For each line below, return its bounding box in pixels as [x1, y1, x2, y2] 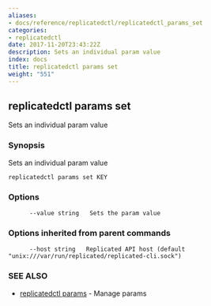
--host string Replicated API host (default [28, 245, 186, 253]
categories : [8, 26, 47, 34]
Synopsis [8, 140, 45, 151]
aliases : [8, 11, 37, 20]
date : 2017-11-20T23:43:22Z [8, 41, 101, 49]
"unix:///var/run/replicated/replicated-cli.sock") [8, 252, 182, 260]
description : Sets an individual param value [8, 48, 160, 56]
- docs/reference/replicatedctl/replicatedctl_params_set [8, 19, 203, 27]
